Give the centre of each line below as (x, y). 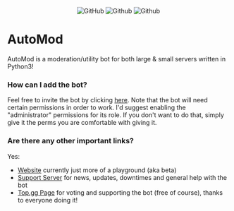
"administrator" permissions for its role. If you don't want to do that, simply (116, 115)
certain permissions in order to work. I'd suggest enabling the (97, 108)
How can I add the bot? (47, 85)
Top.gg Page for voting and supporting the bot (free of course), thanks (120, 192)
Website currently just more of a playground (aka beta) (97, 170)
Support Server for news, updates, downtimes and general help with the (122, 177)
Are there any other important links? (70, 141)
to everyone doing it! (48, 200)
